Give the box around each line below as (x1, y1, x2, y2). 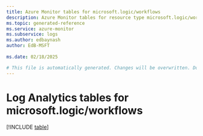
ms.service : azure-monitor (6, 25, 74, 32)
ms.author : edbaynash (6, 37, 61, 43)
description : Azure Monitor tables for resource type (6, 15, 145, 21)
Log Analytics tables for (6, 91, 129, 105)
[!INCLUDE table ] (6, 123, 50, 131)
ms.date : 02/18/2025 (6, 54, 59, 60)
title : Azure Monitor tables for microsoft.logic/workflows (6, 8, 161, 15)
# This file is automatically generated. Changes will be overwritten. (6, 65, 190, 71)
